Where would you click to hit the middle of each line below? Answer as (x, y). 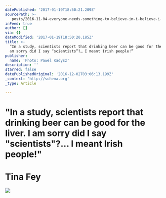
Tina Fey (23, 177)
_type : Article (21, 83)
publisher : (16, 56)
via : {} (13, 33)
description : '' (22, 65)
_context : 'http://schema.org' (37, 79)
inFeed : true (19, 24)
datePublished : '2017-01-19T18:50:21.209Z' (51, 10)
